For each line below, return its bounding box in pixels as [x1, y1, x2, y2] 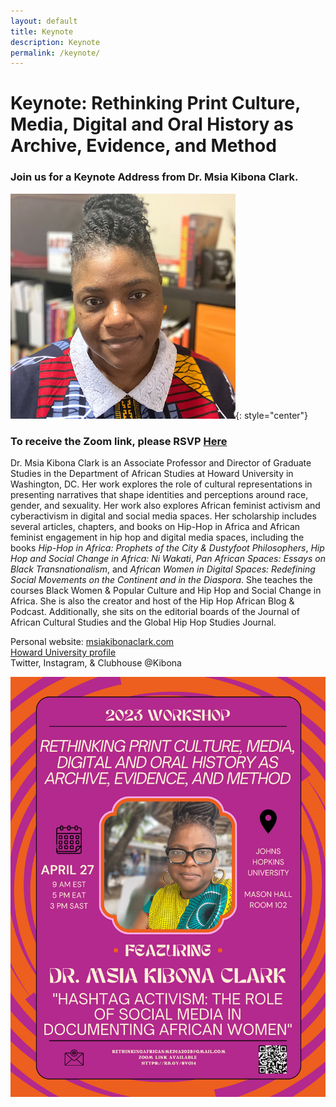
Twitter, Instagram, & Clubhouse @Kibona [10, 657, 182, 669]
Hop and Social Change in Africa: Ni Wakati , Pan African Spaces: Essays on [10, 553, 326, 565]
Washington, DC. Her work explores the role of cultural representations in [10, 478, 313, 490]
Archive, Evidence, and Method [10, 135, 277, 157]
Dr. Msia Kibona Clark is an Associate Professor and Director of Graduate [10, 457, 312, 469]
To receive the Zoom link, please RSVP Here [10, 434, 228, 448]
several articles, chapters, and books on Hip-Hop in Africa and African [10, 521, 301, 533]
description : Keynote [10, 37, 101, 47]
